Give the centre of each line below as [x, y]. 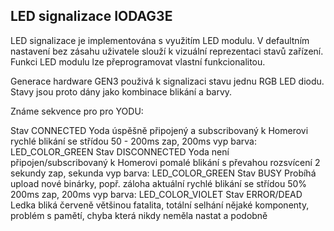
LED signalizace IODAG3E [91, 16]
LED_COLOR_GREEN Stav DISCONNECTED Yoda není [120, 151]
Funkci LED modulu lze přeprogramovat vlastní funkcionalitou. [138, 61]
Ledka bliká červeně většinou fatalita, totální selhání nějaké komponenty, [160, 205]
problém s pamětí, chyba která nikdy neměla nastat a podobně [139, 215]
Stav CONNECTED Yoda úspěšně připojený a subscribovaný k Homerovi [159, 130]
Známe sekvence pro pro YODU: [77, 111]
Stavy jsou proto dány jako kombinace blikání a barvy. [121, 91]
